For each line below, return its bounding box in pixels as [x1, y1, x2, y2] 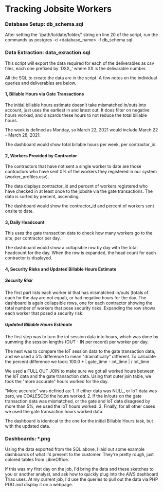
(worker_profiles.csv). [5, 174, 49, 180]
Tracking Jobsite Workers [5, 3, 112, 15]
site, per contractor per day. [5, 235, 61, 241]
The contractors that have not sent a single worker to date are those [5, 164, 142, 169]
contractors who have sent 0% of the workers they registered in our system [5, 169, 157, 175]
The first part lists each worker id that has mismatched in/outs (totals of [5, 290, 148, 295]
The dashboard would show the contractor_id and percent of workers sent [5, 203, 154, 209]
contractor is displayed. [5, 255, 53, 261]
